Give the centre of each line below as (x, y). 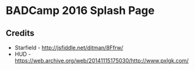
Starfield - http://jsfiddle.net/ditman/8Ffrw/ (69, 47)
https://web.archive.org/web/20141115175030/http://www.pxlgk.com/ (101, 61)
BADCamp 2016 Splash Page (80, 11)
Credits (20, 33)
